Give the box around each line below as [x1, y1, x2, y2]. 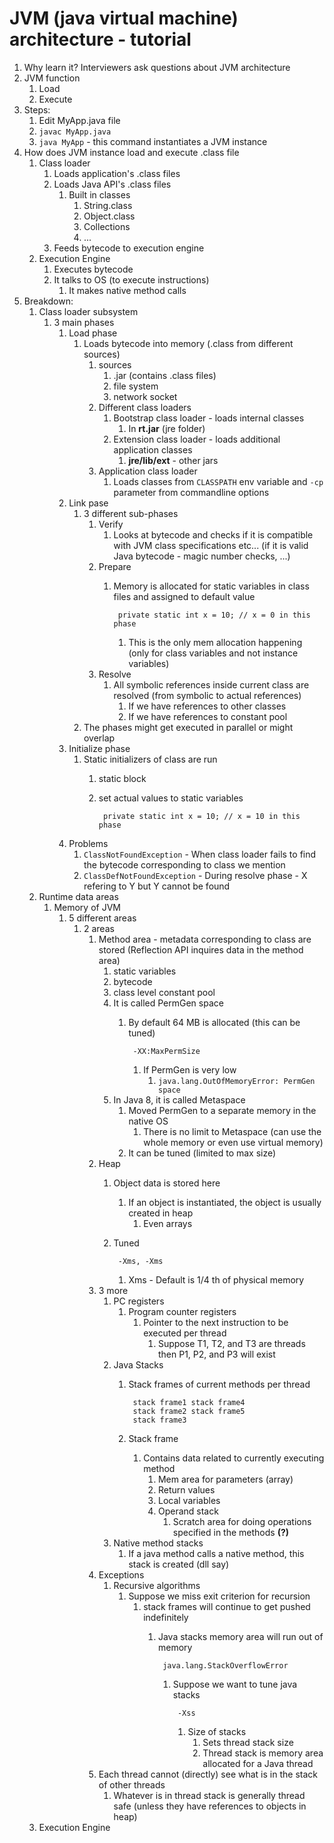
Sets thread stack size [202, 1736, 294, 1748]
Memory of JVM [53, 901, 121, 913]
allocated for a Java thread [202, 1757, 314, 1769]
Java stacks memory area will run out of [157, 1630, 324, 1642]
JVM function [23, 72, 81, 84]
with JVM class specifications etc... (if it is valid [113, 539, 309, 551]
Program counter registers [128, 1305, 237, 1317]
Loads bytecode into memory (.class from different [83, 337, 294, 349]
